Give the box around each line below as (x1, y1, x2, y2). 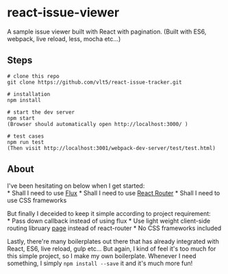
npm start (7, 114, 36, 121)
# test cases (7, 132, 45, 140)
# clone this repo (7, 73, 60, 79)
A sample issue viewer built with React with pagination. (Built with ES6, (7, 27, 207, 36)
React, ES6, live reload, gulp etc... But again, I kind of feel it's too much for (7, 245, 216, 253)
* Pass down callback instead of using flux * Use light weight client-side (7, 216, 211, 225)
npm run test (7, 138, 45, 145)
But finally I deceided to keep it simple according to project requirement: (7, 209, 211, 217)
